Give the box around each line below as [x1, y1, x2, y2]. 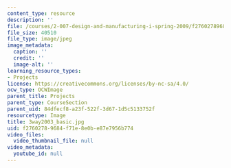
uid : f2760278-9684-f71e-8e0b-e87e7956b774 [7, 125, 134, 132]
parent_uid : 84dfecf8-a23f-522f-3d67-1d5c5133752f [7, 106, 155, 112]
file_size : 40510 [7, 29, 57, 36]
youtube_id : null [13, 150, 63, 158]
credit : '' [13, 55, 45, 62]
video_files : [7, 131, 45, 138]
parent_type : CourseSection [7, 99, 88, 106]
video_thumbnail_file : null [13, 138, 94, 145]
